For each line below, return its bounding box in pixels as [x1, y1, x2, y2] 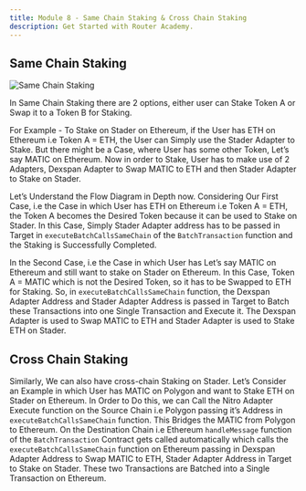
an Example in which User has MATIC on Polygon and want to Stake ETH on [9, 385, 295, 397]
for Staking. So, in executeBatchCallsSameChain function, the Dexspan [9, 287, 270, 298]
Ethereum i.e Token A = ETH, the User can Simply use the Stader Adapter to [9, 134, 295, 146]
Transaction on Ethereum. [9, 473, 107, 484]
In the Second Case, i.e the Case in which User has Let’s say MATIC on [9, 257, 277, 268]
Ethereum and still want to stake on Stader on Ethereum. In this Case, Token [9, 266, 295, 278]
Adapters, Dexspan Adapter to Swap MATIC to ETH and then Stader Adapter [9, 163, 297, 174]
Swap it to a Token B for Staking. [9, 107, 132, 119]
